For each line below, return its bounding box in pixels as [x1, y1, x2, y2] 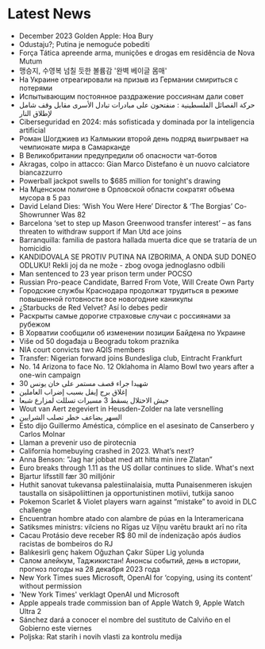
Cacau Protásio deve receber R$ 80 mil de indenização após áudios [18, 530, 241, 540]
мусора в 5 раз [18, 192, 71, 203]
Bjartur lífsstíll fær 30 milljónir [18, 471, 116, 481]
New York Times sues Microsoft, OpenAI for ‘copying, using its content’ [18, 573, 253, 582]
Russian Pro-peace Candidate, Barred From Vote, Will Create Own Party [18, 277, 255, 287]
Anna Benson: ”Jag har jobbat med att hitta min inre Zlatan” [18, 454, 213, 464]
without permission [18, 581, 83, 590]
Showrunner [18, 210, 60, 219]
